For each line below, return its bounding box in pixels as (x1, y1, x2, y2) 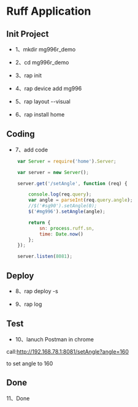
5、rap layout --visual (15, 98, 71, 105)
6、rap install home (15, 111, 65, 118)
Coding (6, 129, 35, 139)
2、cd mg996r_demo (15, 59, 69, 66)
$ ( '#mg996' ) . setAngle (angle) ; (28, 208, 105, 215)
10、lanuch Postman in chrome (15, 335, 94, 343)
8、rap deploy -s (15, 287, 58, 295)
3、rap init (15, 72, 42, 79)
